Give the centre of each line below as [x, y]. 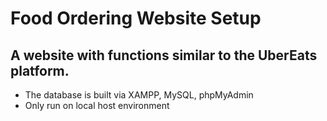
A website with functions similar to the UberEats [164, 55]
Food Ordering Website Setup [136, 18]
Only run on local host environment [97, 105]
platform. [40, 70]
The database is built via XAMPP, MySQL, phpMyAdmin [139, 95]
